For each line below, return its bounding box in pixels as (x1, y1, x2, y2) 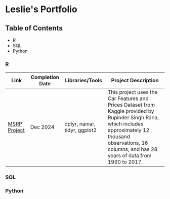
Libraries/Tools (65, 77, 103, 84)
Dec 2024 (30, 123, 55, 130)
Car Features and (107, 95, 149, 102)
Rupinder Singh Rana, (107, 114, 159, 121)
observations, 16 (107, 140, 148, 147)
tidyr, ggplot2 (64, 127, 97, 134)
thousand (107, 133, 131, 140)
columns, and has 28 (107, 146, 158, 153)
